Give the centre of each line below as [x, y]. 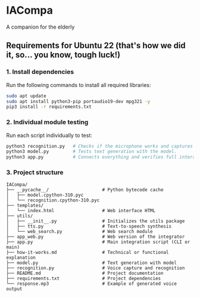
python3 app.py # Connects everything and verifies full [92, 157]
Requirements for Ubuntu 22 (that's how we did [96, 46]
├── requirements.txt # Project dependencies [84, 279]
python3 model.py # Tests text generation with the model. [92, 152]
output [14, 289]
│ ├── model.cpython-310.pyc [45, 195]
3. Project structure [35, 172]
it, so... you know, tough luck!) [63, 55]
